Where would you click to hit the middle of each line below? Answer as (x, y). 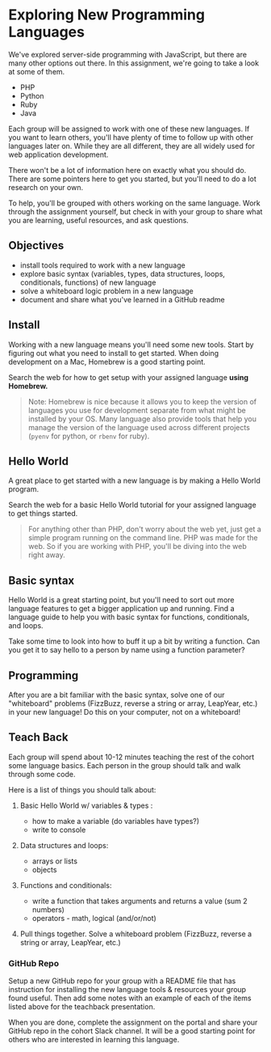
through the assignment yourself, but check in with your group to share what (135, 211)
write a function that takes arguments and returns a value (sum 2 (140, 901)
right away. (47, 555)
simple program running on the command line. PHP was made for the (143, 538)
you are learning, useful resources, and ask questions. (99, 220)
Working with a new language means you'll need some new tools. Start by (131, 344)
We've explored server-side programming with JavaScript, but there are (128, 54)
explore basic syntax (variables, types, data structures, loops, (123, 273)
